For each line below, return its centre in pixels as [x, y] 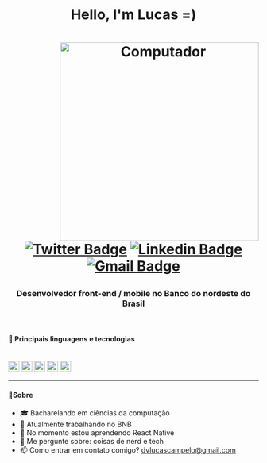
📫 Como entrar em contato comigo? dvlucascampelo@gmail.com [128, 450]
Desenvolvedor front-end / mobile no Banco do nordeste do [133, 294]
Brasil [133, 303]
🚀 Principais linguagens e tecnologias [72, 339]
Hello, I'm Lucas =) [133, 15]
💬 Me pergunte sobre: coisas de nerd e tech [92, 442]
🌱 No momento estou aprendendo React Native [97, 433]
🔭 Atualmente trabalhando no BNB [76, 424]
